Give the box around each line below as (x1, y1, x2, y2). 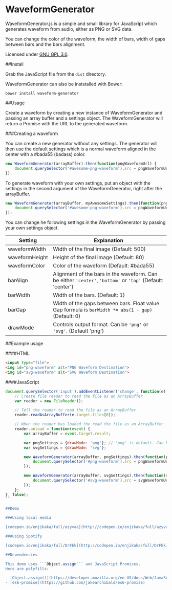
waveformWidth (8, 245, 46, 253)
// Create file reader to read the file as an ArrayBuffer (14, 394, 143, 399)
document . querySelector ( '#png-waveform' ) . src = (32, 459, 137, 464)
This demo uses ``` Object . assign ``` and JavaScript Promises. (5, 561, 141, 566)
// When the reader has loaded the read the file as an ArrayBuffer (14, 422, 164, 427)
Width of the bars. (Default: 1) (53, 291, 125, 299)
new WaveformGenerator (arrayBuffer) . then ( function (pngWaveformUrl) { (5, 161, 157, 166)
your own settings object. (5, 225, 59, 231)
